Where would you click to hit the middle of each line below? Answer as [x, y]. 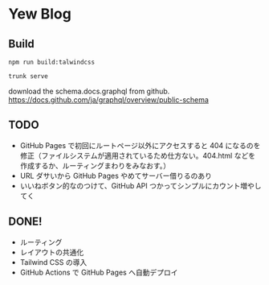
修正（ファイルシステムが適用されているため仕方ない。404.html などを [137, 155]
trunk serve [28, 76]
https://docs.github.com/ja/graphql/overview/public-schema [108, 100]
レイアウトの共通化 [52, 252]
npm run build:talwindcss [51, 62]
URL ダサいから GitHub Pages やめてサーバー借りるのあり [116, 176]
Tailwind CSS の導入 [53, 262]
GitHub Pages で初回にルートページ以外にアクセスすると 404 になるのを [140, 145]
